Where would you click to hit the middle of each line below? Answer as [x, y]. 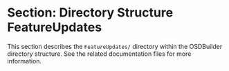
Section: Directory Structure [90, 13]
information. [25, 61]
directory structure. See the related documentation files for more [99, 54]
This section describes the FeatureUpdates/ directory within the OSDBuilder [115, 46]
